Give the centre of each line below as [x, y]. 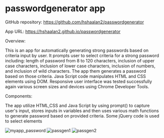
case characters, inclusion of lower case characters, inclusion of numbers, [80, 66]
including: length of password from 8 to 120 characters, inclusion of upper [80, 60]
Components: [19, 96]
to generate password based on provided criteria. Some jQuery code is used [82, 116]
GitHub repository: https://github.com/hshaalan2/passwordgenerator [75, 22]
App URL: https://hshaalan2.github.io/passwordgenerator [63, 31]
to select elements [24, 121]
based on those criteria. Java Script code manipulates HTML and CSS [75, 76]
